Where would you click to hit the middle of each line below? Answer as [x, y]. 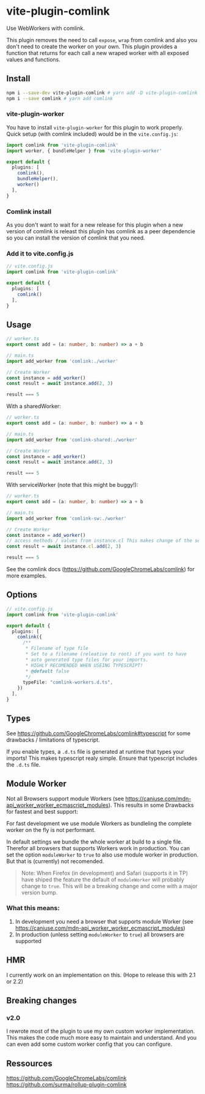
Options [22, 595]
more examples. [27, 576]
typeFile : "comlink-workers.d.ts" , [68, 682]
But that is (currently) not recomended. [55, 861]
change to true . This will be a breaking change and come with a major [110, 886]
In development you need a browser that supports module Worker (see [104, 921]
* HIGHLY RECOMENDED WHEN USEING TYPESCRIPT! [84, 665]
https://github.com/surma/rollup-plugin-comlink [67, 1085]
